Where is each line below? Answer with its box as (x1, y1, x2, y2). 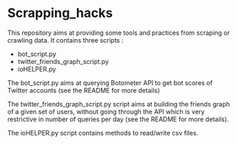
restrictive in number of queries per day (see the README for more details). (7, 115, 229, 123)
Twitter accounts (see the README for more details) (7, 86, 160, 94)
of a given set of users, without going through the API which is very (7, 107, 205, 116)
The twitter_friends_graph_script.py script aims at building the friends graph (7, 99, 230, 108)
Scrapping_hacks (7, 5, 113, 21)
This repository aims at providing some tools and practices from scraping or (7, 28, 230, 37)
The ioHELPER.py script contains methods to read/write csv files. (7, 128, 199, 137)
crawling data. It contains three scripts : (7, 35, 124, 44)
